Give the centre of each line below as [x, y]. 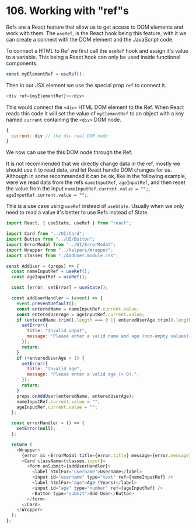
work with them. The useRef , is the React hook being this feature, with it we [96, 33]
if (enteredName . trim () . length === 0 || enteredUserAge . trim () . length [104, 320]
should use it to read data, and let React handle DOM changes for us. [89, 170]
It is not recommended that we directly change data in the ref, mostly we [93, 164]
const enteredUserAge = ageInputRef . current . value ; [80, 315]
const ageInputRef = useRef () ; [49, 277]
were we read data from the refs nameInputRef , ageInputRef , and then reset [96, 182]
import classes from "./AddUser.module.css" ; [62, 255]
